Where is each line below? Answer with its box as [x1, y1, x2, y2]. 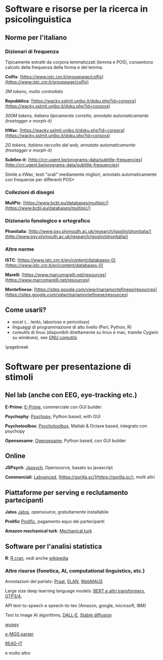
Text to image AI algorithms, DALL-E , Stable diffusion [5, 612, 112, 618]
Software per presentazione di [5, 361, 131, 372]
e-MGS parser [5, 631, 34, 637]
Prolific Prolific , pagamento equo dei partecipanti [5, 519, 105, 524]
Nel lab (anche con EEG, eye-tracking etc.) [5, 391, 137, 400]
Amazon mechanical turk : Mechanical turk [5, 528, 92, 534]
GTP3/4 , [5, 593, 22, 599]
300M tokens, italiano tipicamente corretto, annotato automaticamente [5, 113, 149, 118]
